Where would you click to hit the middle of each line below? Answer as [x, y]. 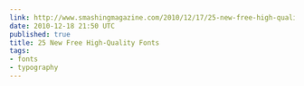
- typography [34, 68]
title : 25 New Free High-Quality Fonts [85, 43]
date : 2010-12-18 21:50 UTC [62, 26]
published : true [40, 34]
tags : [19, 51]
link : [19, 17]
